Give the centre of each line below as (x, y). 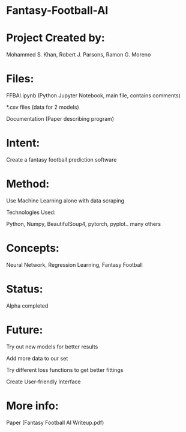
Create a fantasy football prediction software (61, 160)
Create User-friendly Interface (43, 382)
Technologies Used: (31, 212)
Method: (28, 184)
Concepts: (33, 248)
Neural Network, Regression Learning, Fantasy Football (74, 264)
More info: (32, 406)
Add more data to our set (37, 358)
